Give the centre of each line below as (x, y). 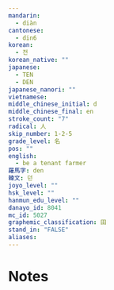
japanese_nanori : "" (42, 89)
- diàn (26, 23)
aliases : (23, 238)
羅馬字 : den (26, 171)
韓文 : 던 (21, 178)
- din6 (26, 38)
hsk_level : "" (32, 193)
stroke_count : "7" (38, 119)
